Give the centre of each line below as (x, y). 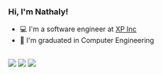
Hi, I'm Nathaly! (39, 12)
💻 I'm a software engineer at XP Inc (78, 29)
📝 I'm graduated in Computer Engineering (87, 41)
